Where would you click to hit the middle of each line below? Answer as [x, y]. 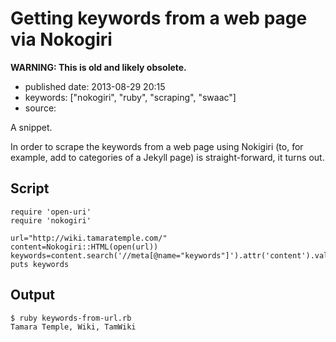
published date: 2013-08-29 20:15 [95, 86]
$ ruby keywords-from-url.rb [71, 318]
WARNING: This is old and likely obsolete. [98, 67]
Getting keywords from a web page [159, 18]
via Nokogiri [61, 39]
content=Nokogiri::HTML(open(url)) [84, 247]
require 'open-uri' [51, 212]
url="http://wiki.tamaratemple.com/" [89, 238]
